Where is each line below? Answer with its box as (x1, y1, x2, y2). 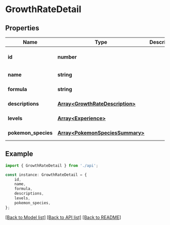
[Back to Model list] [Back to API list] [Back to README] (5, 214, 121, 220)
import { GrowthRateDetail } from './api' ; (5, 163, 99, 168)
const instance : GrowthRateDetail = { (5, 172, 87, 177)
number (57, 54, 77, 60)
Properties (5, 24, 39, 32)
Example (5, 150, 33, 158)
